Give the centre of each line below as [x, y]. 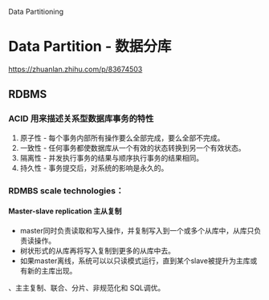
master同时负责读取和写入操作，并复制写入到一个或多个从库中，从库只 [137, 230]
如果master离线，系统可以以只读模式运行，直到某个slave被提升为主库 [135, 261]
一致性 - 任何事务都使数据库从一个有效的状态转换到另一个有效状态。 [133, 148]
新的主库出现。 [52, 270]
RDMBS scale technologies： [66, 190]
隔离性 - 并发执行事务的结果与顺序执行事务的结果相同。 [112, 158]
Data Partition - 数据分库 [90, 47]
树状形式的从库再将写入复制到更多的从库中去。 [97, 250]
